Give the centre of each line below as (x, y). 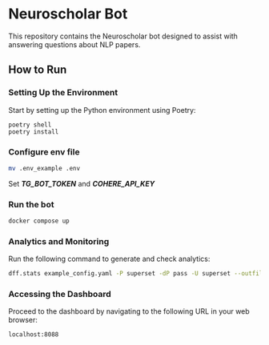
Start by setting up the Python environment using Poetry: (102, 110)
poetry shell (30, 125)
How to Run (38, 70)
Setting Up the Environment (63, 93)
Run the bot (31, 204)
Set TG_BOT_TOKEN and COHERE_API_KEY (82, 183)
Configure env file (44, 151)
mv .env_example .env (44, 168)
